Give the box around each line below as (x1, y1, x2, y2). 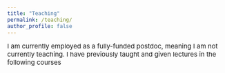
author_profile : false (7, 23, 72, 29)
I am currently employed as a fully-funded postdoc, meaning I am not (7, 42, 218, 51)
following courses (7, 58, 61, 67)
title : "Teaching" (7, 10, 60, 17)
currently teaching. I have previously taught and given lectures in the (7, 50, 217, 59)
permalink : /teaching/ (7, 16, 72, 23)
